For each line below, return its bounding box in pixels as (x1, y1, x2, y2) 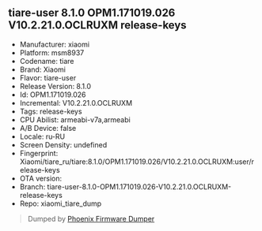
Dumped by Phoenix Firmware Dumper (27, 214, 155, 223)
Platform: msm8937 (19, 47, 85, 58)
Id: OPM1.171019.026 (19, 90, 86, 99)
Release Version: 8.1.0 (19, 81, 91, 91)
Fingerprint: (19, 148, 59, 158)
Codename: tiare (19, 56, 74, 65)
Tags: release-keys (19, 106, 82, 116)
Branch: (19, 181, 46, 192)
